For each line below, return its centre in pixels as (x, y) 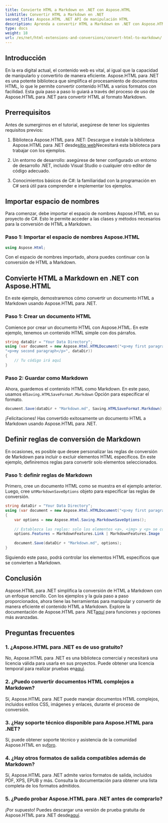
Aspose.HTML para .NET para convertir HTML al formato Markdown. (76, 97)
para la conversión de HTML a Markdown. (48, 224)
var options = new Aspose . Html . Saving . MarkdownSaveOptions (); (80, 520)
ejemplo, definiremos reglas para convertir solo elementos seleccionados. (81, 462)
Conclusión (23, 579)
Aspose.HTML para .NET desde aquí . (43, 815)
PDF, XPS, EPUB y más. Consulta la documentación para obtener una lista (81, 780)
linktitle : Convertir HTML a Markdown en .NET (54, 15)
